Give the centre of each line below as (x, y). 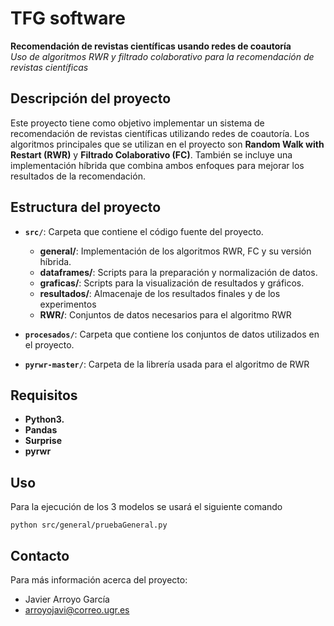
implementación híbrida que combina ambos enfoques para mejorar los (157, 165)
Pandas (41, 430)
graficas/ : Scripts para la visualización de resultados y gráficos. (172, 283)
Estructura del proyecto (86, 207)
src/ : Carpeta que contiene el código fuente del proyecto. (144, 231)
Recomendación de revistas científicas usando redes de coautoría (151, 46)
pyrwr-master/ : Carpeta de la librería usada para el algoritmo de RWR (167, 364)
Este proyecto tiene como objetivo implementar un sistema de (137, 123)
